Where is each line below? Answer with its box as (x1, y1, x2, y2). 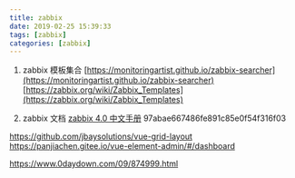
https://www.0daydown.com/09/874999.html (9, 158, 179, 169)
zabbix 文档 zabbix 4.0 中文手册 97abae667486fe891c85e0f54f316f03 (22, 113, 287, 124)
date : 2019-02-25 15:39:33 (9, 22, 112, 31)
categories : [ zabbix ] (9, 38, 92, 48)
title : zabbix (9, 13, 64, 23)
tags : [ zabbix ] (9, 30, 67, 39)
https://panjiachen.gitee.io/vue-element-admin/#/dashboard (9, 141, 236, 152)
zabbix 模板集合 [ (22, 64, 88, 75)
